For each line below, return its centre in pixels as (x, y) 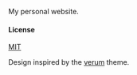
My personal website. (44, 11)
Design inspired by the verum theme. (69, 62)
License (22, 29)
